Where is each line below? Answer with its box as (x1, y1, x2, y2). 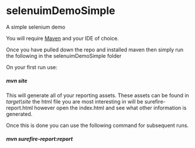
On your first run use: (6, 63, 57, 71)
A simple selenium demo (6, 23, 66, 30)
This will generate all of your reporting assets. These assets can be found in (6, 92, 189, 99)
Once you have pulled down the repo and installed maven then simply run (6, 46, 184, 53)
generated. (6, 110, 33, 118)
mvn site (6, 77, 28, 84)
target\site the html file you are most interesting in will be (6, 98, 143, 105)
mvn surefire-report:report (6, 135, 73, 142)
